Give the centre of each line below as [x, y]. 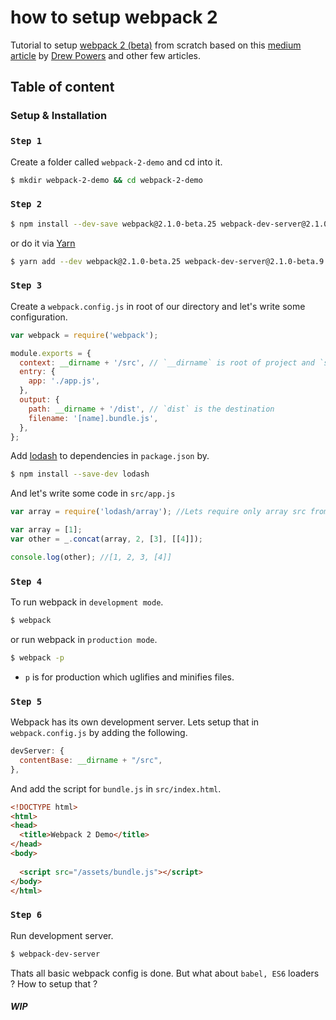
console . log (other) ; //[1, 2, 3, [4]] [91, 557]
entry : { [37, 372]
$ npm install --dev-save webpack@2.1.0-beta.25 [113, 224]
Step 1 [26, 141]
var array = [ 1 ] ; [46, 530]
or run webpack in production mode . [84, 639]
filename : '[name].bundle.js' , [93, 418]
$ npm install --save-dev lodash [80, 474]
